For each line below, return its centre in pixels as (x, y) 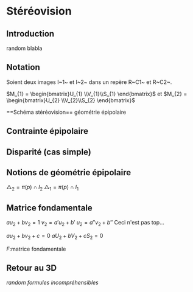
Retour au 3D (31, 268)
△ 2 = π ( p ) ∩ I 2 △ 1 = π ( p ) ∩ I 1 (43, 188)
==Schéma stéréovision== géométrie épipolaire (66, 112)
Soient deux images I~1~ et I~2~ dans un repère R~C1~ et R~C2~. (89, 82)
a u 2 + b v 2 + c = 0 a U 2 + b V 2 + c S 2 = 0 (55, 236)
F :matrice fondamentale (36, 249)
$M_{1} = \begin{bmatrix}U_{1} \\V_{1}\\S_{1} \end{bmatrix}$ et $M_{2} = (97, 94)
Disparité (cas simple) (49, 152)
